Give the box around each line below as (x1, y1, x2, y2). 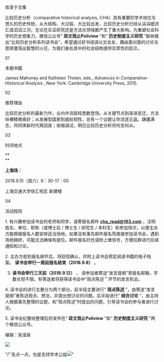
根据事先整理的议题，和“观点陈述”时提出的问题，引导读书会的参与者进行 (9, 299, 155, 305)
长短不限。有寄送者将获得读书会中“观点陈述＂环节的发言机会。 (16, 276, 143, 282)
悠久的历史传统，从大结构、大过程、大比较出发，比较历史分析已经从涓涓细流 (5, 21, 159, 26)
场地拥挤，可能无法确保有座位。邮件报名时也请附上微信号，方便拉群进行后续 (5, 237, 159, 242)
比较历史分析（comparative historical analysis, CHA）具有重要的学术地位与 (5, 15, 156, 21)
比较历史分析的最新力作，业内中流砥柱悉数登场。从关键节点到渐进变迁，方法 (5, 110, 159, 116)
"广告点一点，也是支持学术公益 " (5, 352, 74, 357)
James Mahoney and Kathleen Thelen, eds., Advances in (5, 75, 120, 81)
